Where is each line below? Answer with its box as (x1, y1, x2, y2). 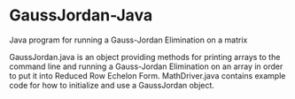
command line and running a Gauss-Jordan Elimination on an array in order (9, 61, 283, 72)
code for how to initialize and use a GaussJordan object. (9, 80, 215, 90)
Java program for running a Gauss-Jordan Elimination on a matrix (9, 34, 248, 45)
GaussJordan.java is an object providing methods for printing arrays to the (9, 51, 281, 62)
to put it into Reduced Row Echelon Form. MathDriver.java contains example (9, 70, 286, 80)
